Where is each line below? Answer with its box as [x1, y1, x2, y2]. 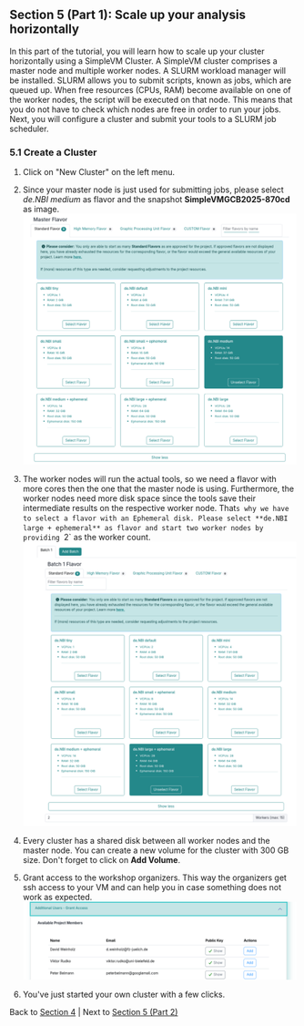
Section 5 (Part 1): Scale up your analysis [9, 7, 246, 23]
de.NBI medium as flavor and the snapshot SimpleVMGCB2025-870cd [22, 194, 290, 205]
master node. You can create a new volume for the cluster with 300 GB [22, 845, 289, 856]
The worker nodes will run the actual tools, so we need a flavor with [22, 473, 278, 484]
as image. [22, 204, 60, 215]
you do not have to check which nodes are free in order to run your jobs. [9, 104, 282, 115]
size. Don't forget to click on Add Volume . [22, 855, 180, 866]
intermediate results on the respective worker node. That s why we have [22, 502, 289, 513]
